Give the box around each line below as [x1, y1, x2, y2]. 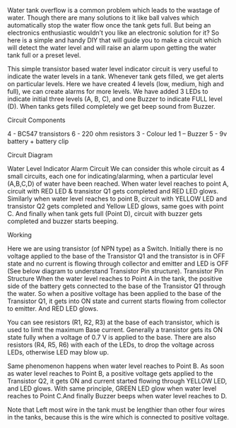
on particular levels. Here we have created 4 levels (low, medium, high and [7, 80, 224, 88]
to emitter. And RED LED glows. [7, 304, 99, 313]
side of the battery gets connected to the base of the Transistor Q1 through [7, 282, 226, 290]
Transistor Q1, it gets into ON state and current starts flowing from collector [7, 297, 226, 305]
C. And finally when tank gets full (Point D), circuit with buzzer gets [7, 210, 203, 218]
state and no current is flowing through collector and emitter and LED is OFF [7, 259, 230, 268]
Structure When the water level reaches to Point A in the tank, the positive [7, 275, 223, 283]
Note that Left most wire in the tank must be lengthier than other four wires [7, 405, 225, 414]
